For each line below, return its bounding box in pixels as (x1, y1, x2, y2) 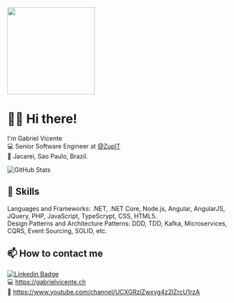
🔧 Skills (7, 186, 40, 198)
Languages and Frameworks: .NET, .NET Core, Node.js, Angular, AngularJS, (7, 204, 226, 212)
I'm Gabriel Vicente (7, 134, 63, 142)
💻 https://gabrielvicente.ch (7, 277, 86, 286)
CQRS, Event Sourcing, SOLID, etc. (7, 226, 108, 235)
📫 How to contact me (7, 248, 103, 260)
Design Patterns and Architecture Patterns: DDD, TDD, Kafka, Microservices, (7, 219, 228, 228)
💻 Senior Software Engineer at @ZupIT (7, 142, 121, 150)
